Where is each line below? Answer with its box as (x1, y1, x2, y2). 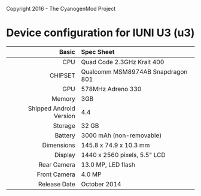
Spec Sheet (81, 47, 115, 56)
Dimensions (42, 141, 76, 149)
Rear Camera (38, 160, 76, 168)
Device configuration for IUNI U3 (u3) (6, 26, 195, 40)
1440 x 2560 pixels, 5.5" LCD (81, 150, 166, 159)
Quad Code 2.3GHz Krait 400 (81, 58, 165, 66)
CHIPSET (49, 71, 76, 80)
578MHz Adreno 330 (81, 85, 142, 93)
